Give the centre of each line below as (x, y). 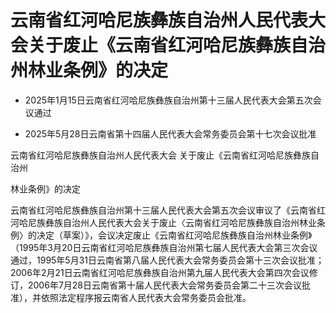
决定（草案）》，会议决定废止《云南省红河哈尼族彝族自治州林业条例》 (174, 235)
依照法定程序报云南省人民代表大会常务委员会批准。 (146, 297)
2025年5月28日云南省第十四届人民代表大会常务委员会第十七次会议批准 (170, 133)
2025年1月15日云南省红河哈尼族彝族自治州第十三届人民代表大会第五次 (168, 100)
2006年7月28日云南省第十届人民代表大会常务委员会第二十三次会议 (165, 285)
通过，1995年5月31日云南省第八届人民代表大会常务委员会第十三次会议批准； (167, 260)
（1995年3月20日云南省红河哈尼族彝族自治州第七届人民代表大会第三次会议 (164, 247)
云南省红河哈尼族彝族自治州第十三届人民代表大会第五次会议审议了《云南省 (163, 210)
